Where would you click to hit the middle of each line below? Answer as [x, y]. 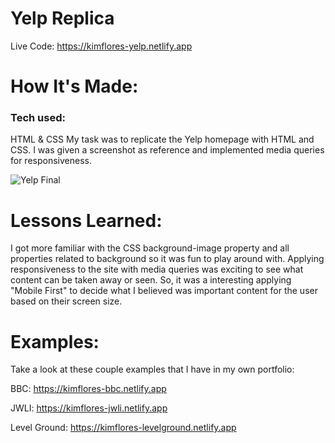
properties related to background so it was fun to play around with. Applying [167, 259]
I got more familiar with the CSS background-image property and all [150, 248]
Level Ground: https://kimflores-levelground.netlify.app [123, 428]
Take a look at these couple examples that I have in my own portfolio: [152, 369]
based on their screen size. [66, 301]
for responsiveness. [51, 161]
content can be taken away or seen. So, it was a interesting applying [151, 280]
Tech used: [38, 118]
